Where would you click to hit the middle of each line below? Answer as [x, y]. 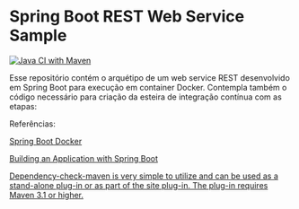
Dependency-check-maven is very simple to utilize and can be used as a [144, 176]
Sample [38, 35]
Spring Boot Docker [46, 141]
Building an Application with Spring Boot [84, 158]
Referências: [33, 124]
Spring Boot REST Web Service [127, 17]
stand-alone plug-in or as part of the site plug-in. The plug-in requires [139, 185]
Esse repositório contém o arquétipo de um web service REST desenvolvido [149, 77]
